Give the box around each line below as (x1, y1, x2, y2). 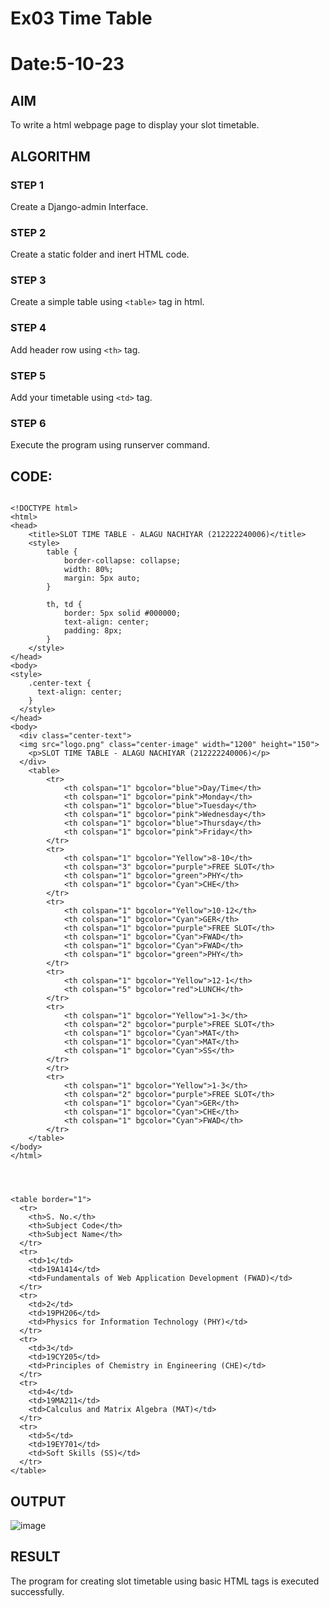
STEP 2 (10, 225, 47, 239)
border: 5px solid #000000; (63, 608, 182, 619)
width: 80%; (63, 565, 114, 575)
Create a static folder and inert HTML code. (10, 248, 190, 261)
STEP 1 (10, 178, 44, 192)
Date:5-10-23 (10, 53, 125, 76)
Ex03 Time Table (10, 7, 153, 30)
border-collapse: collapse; (63, 556, 182, 566)
